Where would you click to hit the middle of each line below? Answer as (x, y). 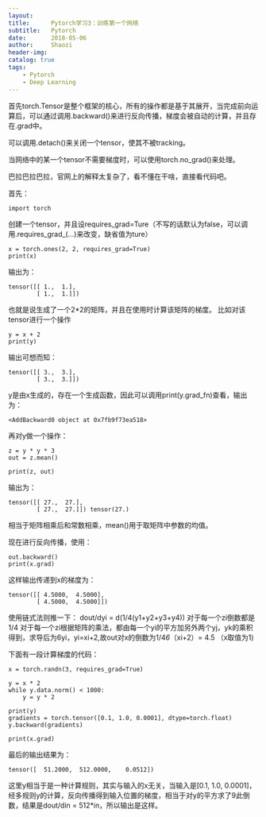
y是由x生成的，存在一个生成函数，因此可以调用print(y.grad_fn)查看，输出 (128, 395)
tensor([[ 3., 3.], (42, 372)
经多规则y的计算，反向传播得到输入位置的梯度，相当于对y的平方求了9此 (126, 795)
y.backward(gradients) (46, 725)
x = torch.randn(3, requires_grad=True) (76, 669)
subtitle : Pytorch (42, 30)
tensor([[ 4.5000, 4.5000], (56, 594)
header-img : (28, 52)
